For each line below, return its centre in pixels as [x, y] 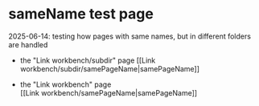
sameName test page [81, 14]
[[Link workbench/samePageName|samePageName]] [109, 92]
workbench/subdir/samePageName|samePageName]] [109, 68]
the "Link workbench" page [66, 84]
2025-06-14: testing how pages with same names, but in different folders [130, 36]
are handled [28, 44]
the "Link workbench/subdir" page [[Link [88, 60]
